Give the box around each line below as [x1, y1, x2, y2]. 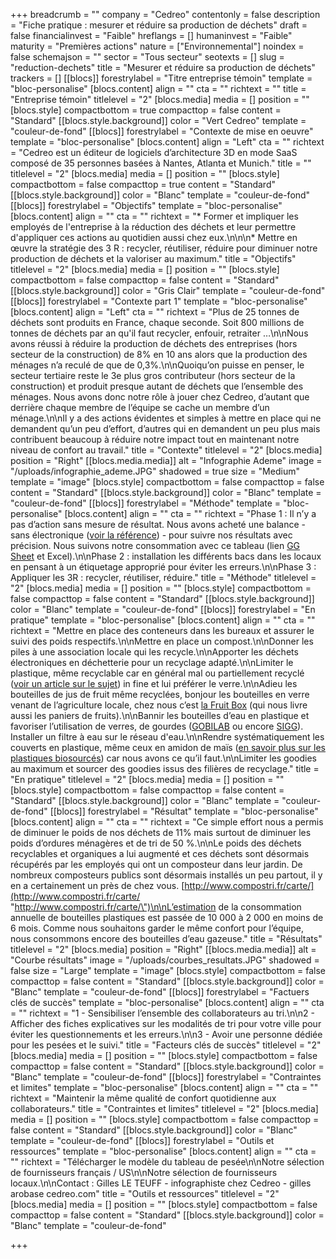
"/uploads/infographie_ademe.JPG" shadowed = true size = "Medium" [10, 465, 300, 477]
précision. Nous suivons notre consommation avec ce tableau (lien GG [10, 540, 301, 551]
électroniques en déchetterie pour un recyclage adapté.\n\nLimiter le [10, 657, 294, 668]
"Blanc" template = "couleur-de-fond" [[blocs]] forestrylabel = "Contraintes [10, 1071, 322, 1083]
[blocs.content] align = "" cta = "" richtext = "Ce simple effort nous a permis [10, 816, 324, 828]
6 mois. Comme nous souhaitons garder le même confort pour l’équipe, [10, 922, 304, 934]
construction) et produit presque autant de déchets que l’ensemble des [10, 380, 304, 392]
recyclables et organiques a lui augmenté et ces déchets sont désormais [10, 848, 310, 859]
